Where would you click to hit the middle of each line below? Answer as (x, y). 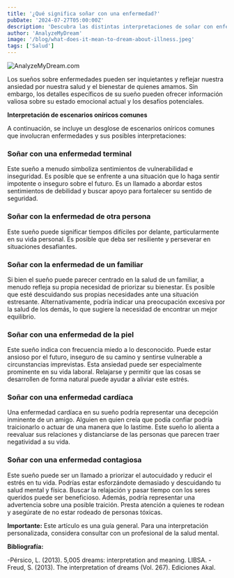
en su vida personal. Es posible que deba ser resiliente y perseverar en (109, 239)
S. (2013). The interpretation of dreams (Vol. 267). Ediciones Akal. (121, 567)
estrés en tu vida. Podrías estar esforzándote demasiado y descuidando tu (114, 482)
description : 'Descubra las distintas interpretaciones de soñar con (110, 26)
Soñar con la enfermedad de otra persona (79, 216)
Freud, (16, 567)
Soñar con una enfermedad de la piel (71, 335)
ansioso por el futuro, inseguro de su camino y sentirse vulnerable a (105, 357)
